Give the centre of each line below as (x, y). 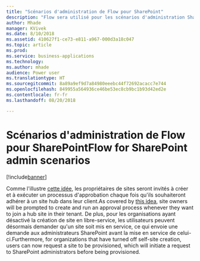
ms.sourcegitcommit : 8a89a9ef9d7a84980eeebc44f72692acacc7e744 (86, 84)
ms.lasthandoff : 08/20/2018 (41, 100)
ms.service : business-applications (50, 56)
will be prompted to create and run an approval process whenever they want (100, 207)
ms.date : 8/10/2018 (30, 34)
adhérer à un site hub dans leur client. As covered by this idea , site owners (97, 201)
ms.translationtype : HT (36, 78)
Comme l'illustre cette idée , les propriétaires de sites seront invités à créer (97, 188)
